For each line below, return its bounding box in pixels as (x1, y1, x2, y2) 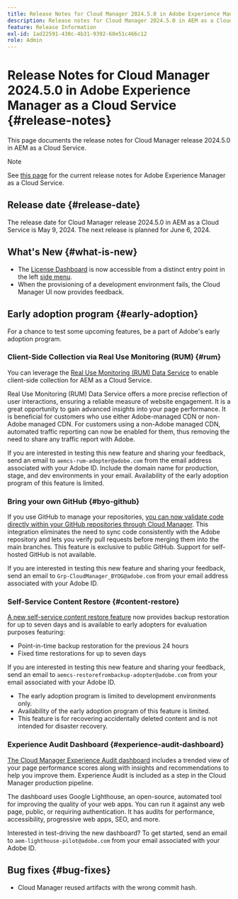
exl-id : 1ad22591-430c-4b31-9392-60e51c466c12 (7, 30, 147, 38)
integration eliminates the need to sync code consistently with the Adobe (7, 528, 221, 536)
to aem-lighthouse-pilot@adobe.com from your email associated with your (7, 836, 220, 844)
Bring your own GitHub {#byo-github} (7, 496, 140, 506)
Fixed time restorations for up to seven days (17, 649, 147, 658)
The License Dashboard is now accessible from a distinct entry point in (17, 265, 225, 273)
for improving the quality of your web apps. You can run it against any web (7, 800, 225, 808)
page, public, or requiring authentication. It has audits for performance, (7, 807, 215, 816)
